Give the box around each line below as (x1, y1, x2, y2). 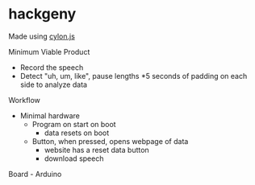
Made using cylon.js (8, 31, 75, 41)
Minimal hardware (19, 110, 81, 121)
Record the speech (19, 62, 84, 72)
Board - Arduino (8, 169, 62, 179)
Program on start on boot (31, 119, 116, 129)
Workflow (8, 95, 40, 105)
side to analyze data (19, 80, 87, 89)
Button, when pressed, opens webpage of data (31, 136, 189, 146)
